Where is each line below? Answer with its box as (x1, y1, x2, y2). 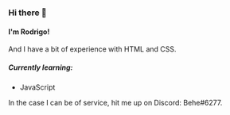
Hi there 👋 (8, 7, 48, 18)
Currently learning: (8, 63, 73, 72)
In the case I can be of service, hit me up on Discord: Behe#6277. (8, 98, 223, 108)
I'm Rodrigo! (8, 27, 50, 36)
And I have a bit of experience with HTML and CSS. (8, 44, 177, 54)
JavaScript (19, 82, 56, 92)
